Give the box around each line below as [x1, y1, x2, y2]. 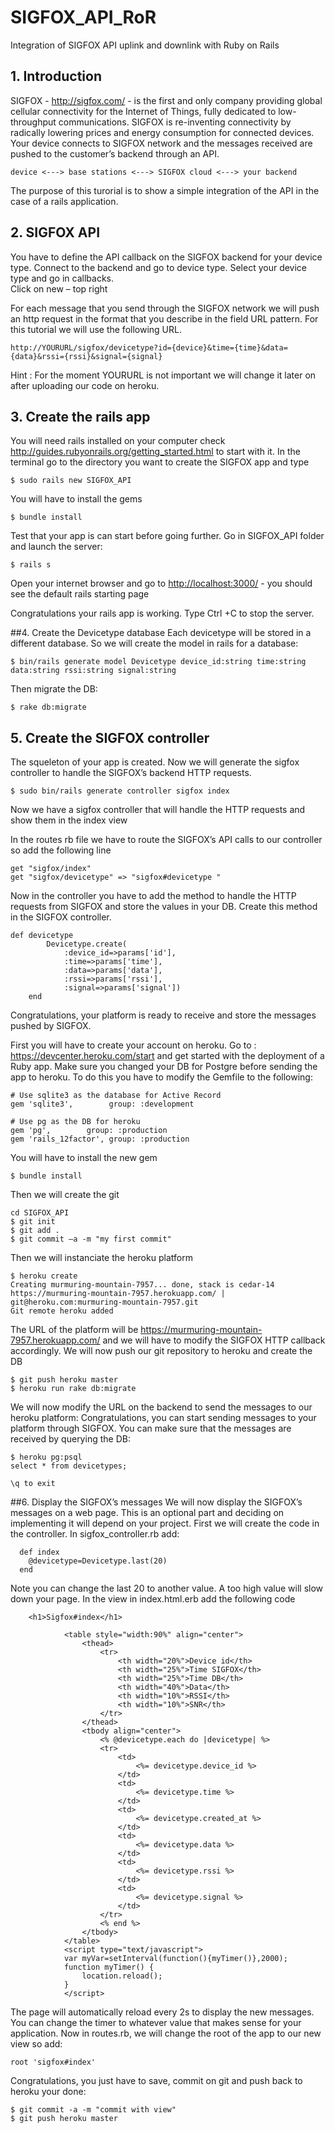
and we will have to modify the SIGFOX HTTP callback [102, 1334, 326, 1346]
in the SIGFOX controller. [10, 911, 112, 923]
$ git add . [10, 1226, 60, 1236]
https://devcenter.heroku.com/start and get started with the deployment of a [10, 1050, 325, 1062]
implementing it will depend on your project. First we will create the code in [10, 1517, 320, 1530]
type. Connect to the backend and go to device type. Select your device [10, 261, 308, 273]
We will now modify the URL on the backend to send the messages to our [10, 1401, 313, 1413]
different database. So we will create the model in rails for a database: [10, 637, 299, 650]
